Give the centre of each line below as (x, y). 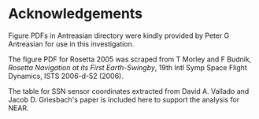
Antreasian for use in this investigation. (71, 43)
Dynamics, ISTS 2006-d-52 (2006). (66, 76)
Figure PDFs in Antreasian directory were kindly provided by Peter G (119, 35)
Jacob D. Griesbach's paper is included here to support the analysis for (124, 99)
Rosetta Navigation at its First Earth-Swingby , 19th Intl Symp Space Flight (128, 67)
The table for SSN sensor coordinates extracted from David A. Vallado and (129, 91)
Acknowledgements (76, 14)
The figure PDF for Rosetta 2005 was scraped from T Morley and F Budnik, (130, 59)
